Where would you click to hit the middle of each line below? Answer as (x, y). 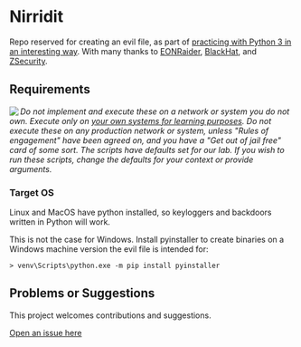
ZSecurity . (28, 61)
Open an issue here (46, 333)
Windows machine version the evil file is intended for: (109, 249)
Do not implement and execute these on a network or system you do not (155, 111)
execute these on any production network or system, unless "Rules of (139, 130)
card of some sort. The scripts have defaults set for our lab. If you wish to (147, 149)
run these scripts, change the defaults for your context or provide (132, 159)
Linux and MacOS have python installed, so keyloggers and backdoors (141, 212)
